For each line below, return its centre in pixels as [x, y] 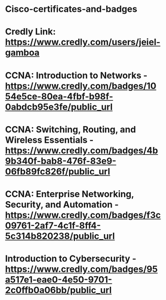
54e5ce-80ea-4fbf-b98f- [59, 96]
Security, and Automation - [62, 204]
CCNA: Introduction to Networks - [76, 75]
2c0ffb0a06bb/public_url [59, 290]
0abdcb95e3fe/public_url [59, 107]
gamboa [22, 53]
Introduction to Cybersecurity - [71, 259]
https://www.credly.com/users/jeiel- [83, 42]
